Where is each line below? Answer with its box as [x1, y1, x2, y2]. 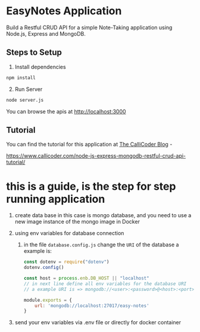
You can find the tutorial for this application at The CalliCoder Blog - [6, 141, 173, 148]
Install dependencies [14, 63, 67, 70]
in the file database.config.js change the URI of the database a [23, 241, 179, 248]
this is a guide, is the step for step [6, 180, 176, 193]
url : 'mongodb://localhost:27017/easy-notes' [35, 302, 150, 309]
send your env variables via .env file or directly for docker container [14, 319, 182, 326]
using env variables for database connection [14, 230, 124, 237]
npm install [6, 74, 36, 81]
